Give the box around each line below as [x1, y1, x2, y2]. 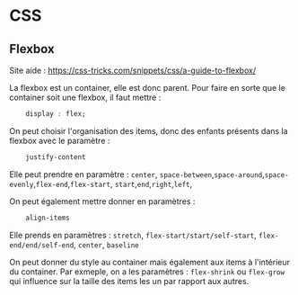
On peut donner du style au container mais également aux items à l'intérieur [9, 256, 290, 267]
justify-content [25, 152, 87, 162]
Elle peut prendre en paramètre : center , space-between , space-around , [9, 168, 265, 180]
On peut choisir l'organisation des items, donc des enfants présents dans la [9, 125, 289, 136]
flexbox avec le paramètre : [9, 135, 110, 146]
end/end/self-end [9, 240, 74, 250]
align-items [25, 213, 70, 222]
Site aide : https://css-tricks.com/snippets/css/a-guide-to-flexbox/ [9, 65, 257, 76]
